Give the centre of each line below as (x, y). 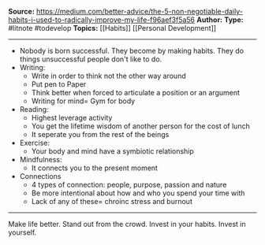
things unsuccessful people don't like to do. (91, 59)
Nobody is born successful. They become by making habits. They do (132, 51)
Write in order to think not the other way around (109, 76)
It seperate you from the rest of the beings (100, 134)
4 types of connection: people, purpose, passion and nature (129, 185)
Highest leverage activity (72, 118)
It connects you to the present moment (94, 168)
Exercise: (34, 143)
